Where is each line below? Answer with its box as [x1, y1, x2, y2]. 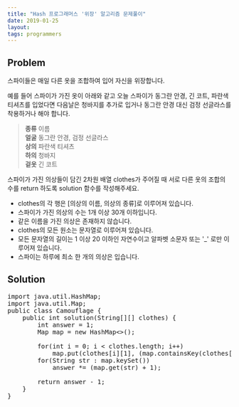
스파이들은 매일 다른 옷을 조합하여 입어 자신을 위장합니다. [7, 76, 165, 85]
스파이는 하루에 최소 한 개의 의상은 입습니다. [17, 253, 140, 261]
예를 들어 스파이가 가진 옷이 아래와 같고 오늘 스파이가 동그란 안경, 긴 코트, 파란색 [7, 92, 229, 100]
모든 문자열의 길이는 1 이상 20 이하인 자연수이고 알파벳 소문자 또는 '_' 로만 [17, 235, 223, 243]
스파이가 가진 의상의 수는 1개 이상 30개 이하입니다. [17, 208, 158, 217]
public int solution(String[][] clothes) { [22, 314, 176, 322]
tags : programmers [7, 30, 62, 38]
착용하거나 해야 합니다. [7, 110, 70, 118]
